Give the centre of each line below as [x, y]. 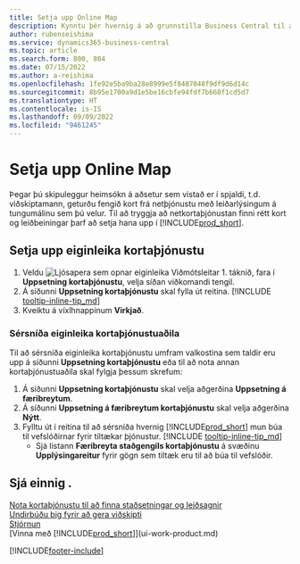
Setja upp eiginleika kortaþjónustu [107, 251]
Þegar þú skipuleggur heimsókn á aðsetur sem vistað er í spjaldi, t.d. [135, 194]
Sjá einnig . [41, 483]
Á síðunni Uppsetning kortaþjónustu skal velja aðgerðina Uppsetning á [154, 389]
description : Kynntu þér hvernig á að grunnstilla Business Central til [147, 26]
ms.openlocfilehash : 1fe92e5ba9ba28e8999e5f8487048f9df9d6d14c [129, 84]
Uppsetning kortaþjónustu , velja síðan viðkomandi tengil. [128, 281]
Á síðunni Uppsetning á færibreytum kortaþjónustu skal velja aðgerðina [156, 408]
